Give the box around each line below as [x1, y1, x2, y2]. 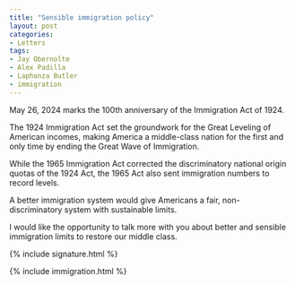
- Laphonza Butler [9, 72, 78, 81]
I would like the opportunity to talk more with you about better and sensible [9, 221, 287, 232]
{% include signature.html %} [9, 248, 118, 259]
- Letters [9, 38, 47, 47]
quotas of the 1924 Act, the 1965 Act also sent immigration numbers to [9, 168, 270, 178]
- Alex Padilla [9, 64, 66, 73]
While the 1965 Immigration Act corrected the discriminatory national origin [9, 158, 287, 168]
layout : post [9, 22, 58, 30]
